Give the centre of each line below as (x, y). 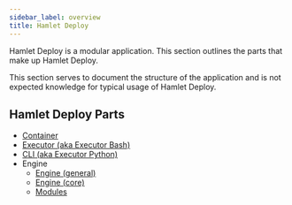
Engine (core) (60, 183)
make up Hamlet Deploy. (54, 60)
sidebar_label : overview (55, 17)
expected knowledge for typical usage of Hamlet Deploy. (113, 87)
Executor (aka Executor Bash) (76, 145)
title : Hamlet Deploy (49, 26)
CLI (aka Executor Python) (69, 155)
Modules (51, 192)
